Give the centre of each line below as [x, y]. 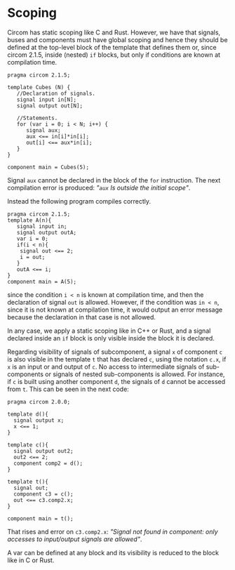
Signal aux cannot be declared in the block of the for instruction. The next [114, 180]
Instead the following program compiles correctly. [79, 201]
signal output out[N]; [49, 106]
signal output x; [39, 420]
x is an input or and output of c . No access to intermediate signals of [106, 366]
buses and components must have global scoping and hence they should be [117, 39]
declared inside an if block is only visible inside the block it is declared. [111, 338]
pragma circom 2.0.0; [39, 402]
